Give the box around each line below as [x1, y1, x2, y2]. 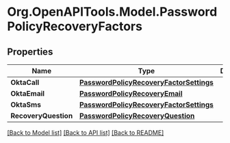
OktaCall [10, 78, 40, 87]
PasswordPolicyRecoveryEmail [79, 89, 183, 98]
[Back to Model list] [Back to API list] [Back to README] [7, 129, 164, 137]
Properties [7, 46, 53, 57]
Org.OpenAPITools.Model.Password [7, 4, 218, 20]
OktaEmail [10, 89, 45, 98]
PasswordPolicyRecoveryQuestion [79, 111, 195, 120]
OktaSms [10, 100, 41, 109]
